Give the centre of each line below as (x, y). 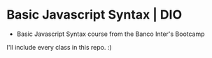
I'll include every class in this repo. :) (59, 47)
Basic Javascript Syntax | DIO (94, 15)
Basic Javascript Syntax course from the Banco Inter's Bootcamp (111, 34)
